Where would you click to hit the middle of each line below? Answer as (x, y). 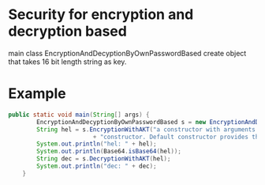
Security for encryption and (101, 15)
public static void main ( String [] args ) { (79, 115)
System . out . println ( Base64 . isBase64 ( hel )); (109, 152)
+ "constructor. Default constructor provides (170, 137)
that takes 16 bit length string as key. (67, 62)
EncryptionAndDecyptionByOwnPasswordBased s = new (121, 122)
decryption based (68, 31)
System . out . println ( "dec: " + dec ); (97, 166)
